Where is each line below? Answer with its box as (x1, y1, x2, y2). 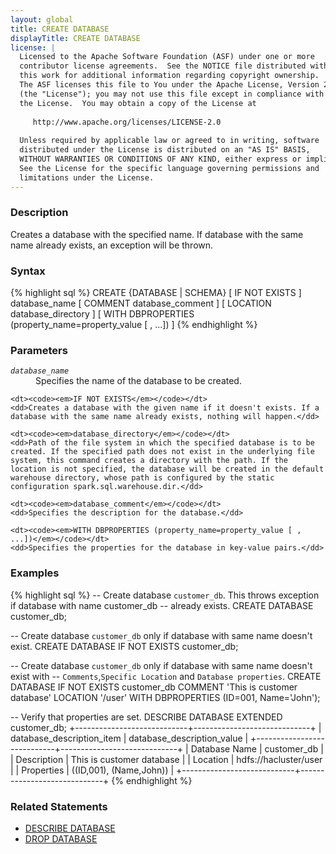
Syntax (10, 264, 46, 278)
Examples (10, 566, 60, 580)
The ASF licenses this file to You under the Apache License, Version (19, 80, 320, 90)
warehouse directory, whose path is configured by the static (10, 473, 275, 483)
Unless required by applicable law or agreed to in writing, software (19, 136, 320, 146)
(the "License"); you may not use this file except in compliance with (19, 89, 325, 99)
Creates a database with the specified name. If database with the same (10, 228, 304, 240)
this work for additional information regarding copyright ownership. (19, 71, 320, 81)
